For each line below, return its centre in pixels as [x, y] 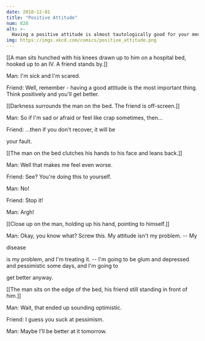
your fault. [19, 141]
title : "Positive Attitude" [42, 18]
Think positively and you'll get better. [53, 94]
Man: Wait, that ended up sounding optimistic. [64, 308]
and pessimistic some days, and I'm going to [62, 266]
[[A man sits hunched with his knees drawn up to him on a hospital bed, [96, 58]
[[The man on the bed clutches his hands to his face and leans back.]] [94, 153]
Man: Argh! [20, 212]
